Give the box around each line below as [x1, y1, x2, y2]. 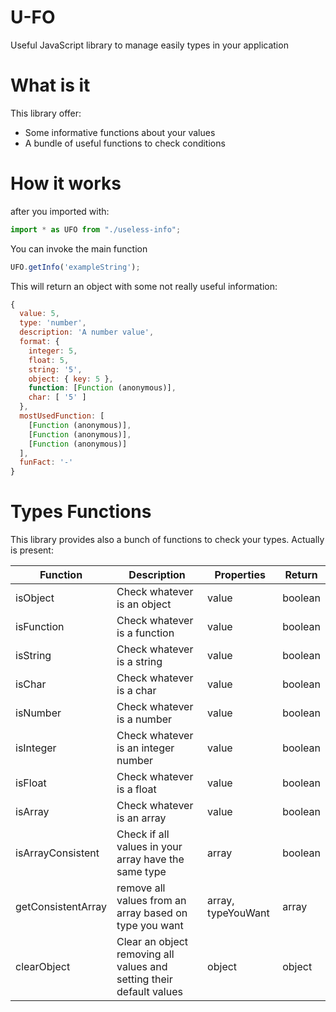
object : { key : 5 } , [28, 374, 114, 384]
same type [116, 865, 167, 879]
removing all [116, 947, 175, 961]
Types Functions [10, 501, 152, 523]
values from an [116, 894, 187, 908]
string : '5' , [28, 364, 83, 375]
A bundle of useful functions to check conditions [24, 137, 226, 149]
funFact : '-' [19, 457, 74, 468]
